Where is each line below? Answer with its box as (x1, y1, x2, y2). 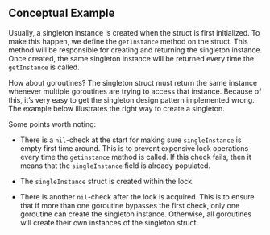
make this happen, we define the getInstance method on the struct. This (8, 36, 248, 46)
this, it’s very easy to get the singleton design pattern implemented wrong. (8, 94, 255, 104)
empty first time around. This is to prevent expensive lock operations (19, 143, 249, 153)
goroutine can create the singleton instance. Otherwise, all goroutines (19, 209, 252, 219)
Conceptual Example (8, 6, 115, 20)
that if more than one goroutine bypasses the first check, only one (19, 200, 240, 210)
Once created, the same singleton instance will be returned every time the (8, 53, 255, 63)
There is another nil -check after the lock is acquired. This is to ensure (19, 191, 255, 201)
